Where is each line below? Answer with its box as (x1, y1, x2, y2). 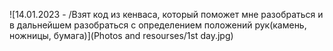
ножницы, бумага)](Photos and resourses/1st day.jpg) (9, 30, 234, 41)
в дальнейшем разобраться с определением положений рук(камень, (9, 19, 307, 31)
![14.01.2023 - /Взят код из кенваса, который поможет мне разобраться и (9, 9, 324, 20)
